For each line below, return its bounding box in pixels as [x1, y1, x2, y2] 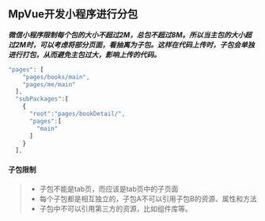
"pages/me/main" [22, 80, 77, 89]
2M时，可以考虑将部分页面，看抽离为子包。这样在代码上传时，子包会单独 [14, 40, 255, 49]
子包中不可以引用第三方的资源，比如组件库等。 [39, 204, 192, 213]
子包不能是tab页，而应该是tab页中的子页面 [39, 184, 179, 193]
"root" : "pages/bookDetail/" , [28, 110, 126, 118]
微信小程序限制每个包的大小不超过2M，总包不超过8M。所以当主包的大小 [8, 30, 245, 40]
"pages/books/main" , [22, 73, 90, 81]
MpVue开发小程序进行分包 [8, 7, 138, 21]
